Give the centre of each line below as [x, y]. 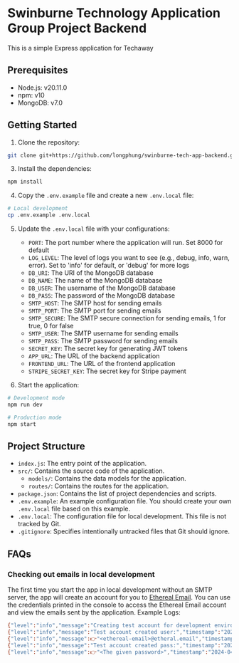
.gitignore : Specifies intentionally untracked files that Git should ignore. [123, 531]
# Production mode [34, 417]
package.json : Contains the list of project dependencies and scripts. [117, 494]
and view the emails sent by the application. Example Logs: [94, 612]
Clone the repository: [49, 142]
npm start [22, 424]
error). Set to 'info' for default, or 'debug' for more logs [109, 266]
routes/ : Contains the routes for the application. [99, 486]
